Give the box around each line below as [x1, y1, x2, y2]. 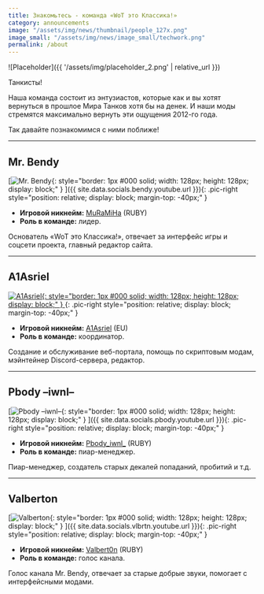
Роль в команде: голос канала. [19, 553, 126, 563]
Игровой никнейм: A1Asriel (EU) [19, 323, 128, 332]
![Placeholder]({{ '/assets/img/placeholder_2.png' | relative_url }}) [8, 62, 221, 72]
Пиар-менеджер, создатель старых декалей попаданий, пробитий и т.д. [8, 462, 251, 471]
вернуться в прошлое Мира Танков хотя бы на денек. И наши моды [8, 102, 236, 111]
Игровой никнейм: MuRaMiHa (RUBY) [19, 208, 148, 217]
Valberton [8, 492, 58, 505]
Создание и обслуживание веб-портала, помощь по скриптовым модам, [8, 347, 255, 356]
